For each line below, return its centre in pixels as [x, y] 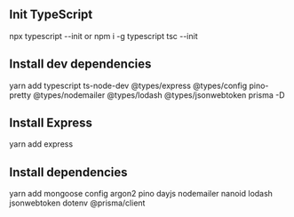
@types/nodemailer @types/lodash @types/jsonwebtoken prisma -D [159, 95]
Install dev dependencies [80, 64]
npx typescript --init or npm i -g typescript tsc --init [103, 36]
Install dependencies [68, 172]
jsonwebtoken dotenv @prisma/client [77, 203]
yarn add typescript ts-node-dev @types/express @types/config [128, 85]
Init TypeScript [51, 15]
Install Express [51, 123]
